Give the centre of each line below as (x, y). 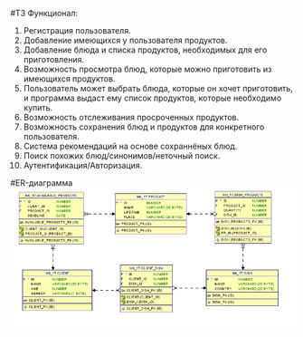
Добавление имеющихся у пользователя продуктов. (125, 40)
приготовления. (54, 59)
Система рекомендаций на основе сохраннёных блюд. (130, 146)
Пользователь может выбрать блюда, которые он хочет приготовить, (158, 88)
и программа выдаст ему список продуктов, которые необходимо (152, 98)
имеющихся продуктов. (69, 79)
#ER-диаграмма (42, 183)
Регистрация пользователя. (77, 30)
